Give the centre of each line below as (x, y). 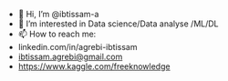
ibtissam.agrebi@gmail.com (70, 56)
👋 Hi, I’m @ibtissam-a (58, 14)
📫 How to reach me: (57, 34)
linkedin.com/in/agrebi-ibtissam (78, 47)
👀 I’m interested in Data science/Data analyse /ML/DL (118, 24)
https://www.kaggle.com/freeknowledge (94, 66)
